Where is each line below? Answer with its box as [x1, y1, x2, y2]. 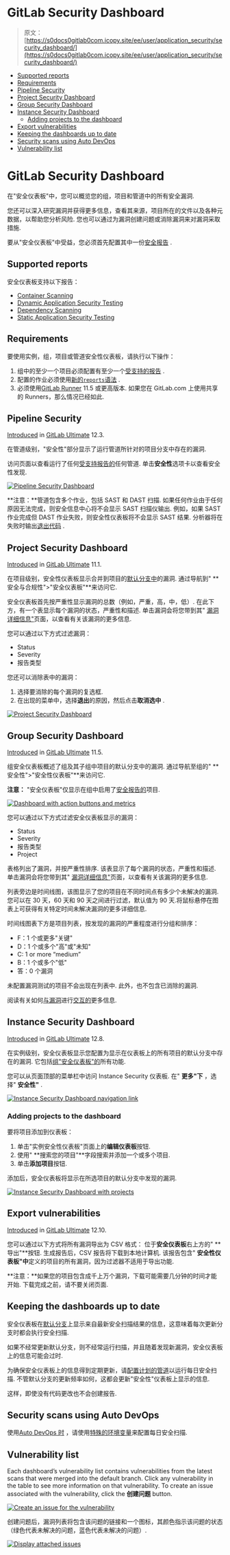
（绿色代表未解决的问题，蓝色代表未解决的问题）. [7, 1526, 147, 1534]
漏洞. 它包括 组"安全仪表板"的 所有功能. [18, 1057, 127, 1065]
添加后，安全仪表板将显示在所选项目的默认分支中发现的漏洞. [7, 1174, 177, 1182]
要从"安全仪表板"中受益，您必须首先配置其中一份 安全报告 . [7, 238, 172, 246]
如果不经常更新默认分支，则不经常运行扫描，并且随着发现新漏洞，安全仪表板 [7, 1343, 223, 1351]
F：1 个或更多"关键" [16, 933, 73, 942]
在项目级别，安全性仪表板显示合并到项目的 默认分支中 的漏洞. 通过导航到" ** [7, 574, 219, 583]
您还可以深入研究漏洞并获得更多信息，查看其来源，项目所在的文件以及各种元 [7, 206, 223, 214]
